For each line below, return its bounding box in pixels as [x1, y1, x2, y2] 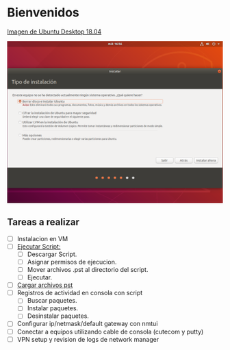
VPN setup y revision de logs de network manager [16, 335, 159, 343]
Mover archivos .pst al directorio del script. [27, 266, 149, 273]
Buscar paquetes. [27, 297, 77, 305]
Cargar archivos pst [16, 281, 73, 289]
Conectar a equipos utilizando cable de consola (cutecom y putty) [16, 327, 204, 336]
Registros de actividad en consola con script [16, 289, 143, 297]
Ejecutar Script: [16, 242, 61, 251]
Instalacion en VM [16, 234, 68, 242]
